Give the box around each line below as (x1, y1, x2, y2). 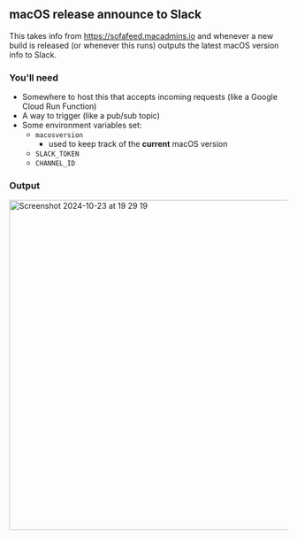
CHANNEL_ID (34, 159, 76, 168)
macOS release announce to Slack (9, 7, 202, 22)
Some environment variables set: (21, 119, 142, 131)
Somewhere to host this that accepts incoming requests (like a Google (21, 92, 278, 103)
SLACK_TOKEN (34, 150, 80, 158)
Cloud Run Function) (21, 101, 97, 112)
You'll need (9, 71, 59, 83)
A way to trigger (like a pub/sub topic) (21, 111, 161, 121)
